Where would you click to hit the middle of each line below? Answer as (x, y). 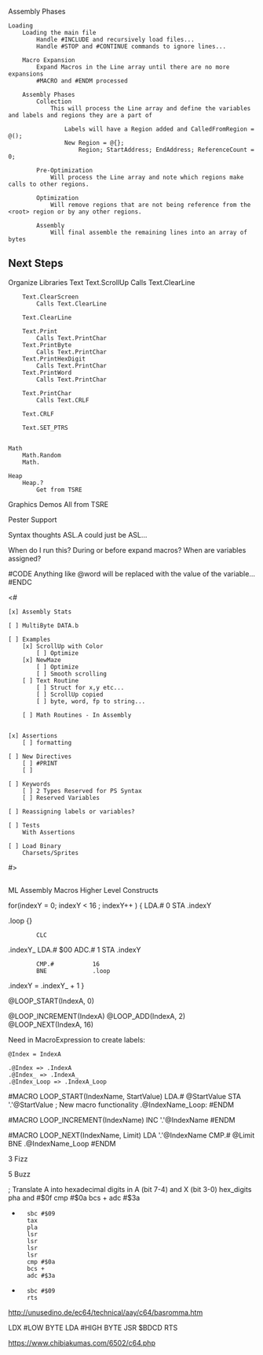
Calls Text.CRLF (63, 400)
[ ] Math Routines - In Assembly (77, 715)
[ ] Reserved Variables (61, 798)
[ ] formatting (47, 742)
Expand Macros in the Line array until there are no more (133, 67)
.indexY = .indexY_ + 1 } (46, 986)
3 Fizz (18, 1159)
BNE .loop (73, 972)
